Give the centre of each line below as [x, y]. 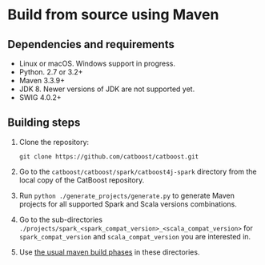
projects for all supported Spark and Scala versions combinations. [128, 204]
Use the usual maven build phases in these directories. [109, 252]
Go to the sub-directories [61, 219]
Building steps [44, 123]
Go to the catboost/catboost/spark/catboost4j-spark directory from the [138, 171]
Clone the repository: [54, 142]
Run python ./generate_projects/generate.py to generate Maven [127, 195]
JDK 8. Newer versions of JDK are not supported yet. [107, 89]
